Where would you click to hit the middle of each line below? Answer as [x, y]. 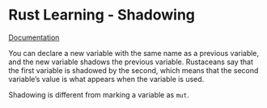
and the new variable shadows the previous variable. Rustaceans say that [131, 62]
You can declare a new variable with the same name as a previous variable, [134, 53]
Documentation [34, 37]
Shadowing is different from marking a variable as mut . [99, 94]
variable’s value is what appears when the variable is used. [106, 79]
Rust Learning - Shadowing [102, 15]
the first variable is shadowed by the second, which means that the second [133, 70]
